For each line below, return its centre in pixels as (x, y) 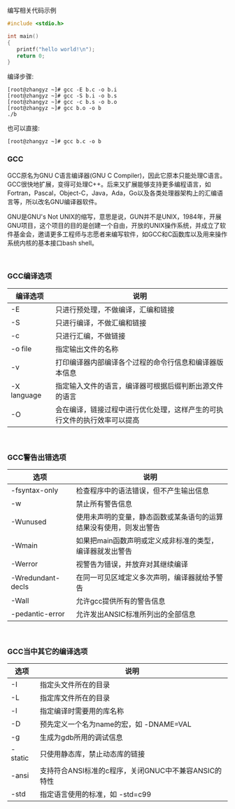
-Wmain (24, 545)
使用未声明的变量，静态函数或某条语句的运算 (150, 517)
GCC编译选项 (30, 276)
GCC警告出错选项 (37, 457)
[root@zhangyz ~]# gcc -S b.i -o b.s (62, 96)
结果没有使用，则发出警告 (118, 528)
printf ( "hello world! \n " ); (56, 49)
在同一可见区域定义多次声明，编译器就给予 (146, 578)
